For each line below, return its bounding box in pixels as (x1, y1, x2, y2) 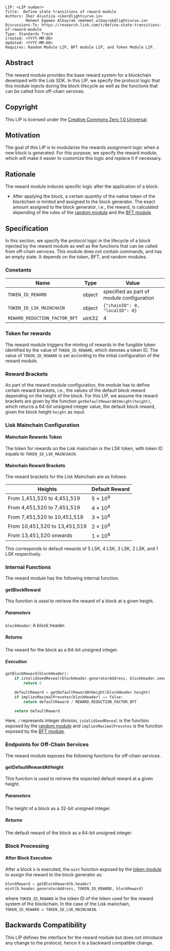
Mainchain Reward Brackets (5, 462, 66, 468)
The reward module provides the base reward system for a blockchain (5, 72, 152, 78)
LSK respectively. (5, 551, 42, 557)
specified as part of (103, 288, 150, 295)
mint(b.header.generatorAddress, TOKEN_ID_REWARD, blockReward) (5, 886, 144, 891)
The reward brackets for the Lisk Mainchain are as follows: (5, 473, 127, 480)
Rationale (5, 170, 36, 179)
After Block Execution (5, 855, 52, 861)
